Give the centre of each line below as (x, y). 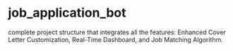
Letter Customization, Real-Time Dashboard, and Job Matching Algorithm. (115, 39)
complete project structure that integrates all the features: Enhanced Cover (117, 32)
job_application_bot (67, 13)
